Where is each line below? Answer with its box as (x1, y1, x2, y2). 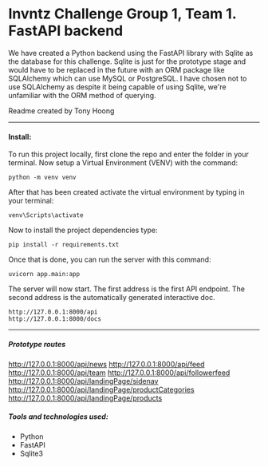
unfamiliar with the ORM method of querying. (8, 90, 157, 100)
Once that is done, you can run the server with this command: (8, 255, 211, 264)
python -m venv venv (8, 173, 77, 182)
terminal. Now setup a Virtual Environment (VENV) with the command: (8, 158, 238, 168)
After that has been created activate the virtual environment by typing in (8, 188, 245, 197)
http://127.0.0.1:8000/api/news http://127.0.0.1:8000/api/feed (8, 360, 205, 369)
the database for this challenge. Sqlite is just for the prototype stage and (8, 57, 246, 66)
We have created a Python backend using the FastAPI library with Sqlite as (8, 48, 254, 57)
